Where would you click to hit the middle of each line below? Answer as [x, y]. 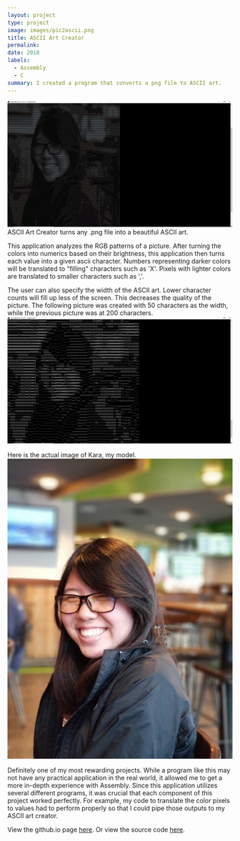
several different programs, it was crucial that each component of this [110, 792]
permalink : [24, 45]
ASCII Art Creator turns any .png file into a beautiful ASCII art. [98, 232]
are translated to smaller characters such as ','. [76, 276]
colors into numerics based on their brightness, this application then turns [116, 253]
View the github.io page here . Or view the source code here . [96, 830]
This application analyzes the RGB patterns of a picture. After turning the [114, 246]
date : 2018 [24, 53]
